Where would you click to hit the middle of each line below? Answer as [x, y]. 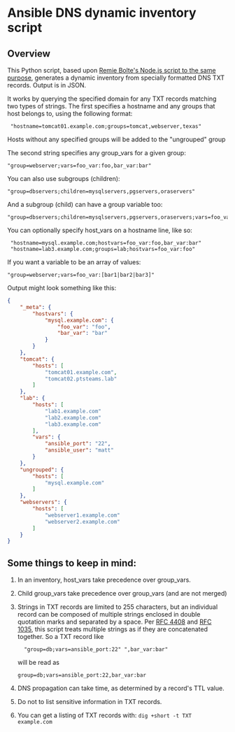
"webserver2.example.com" [82, 522]
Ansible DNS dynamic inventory [102, 13]
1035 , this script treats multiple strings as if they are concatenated [113, 629]
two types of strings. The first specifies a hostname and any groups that [111, 106]
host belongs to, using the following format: [70, 114]
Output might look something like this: [62, 288]
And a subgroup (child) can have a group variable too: [85, 204]
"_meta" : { [36, 307]
